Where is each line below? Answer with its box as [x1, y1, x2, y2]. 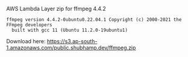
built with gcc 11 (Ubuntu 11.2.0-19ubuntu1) [11, 27, 128, 33]
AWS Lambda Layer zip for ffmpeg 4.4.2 [6, 5, 107, 12]
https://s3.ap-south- [46, 38, 98, 44]
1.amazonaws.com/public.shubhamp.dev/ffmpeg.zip [6, 44, 136, 51]
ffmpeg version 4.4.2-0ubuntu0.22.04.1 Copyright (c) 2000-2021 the [6, 17, 182, 23]
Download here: [6, 38, 46, 44]
